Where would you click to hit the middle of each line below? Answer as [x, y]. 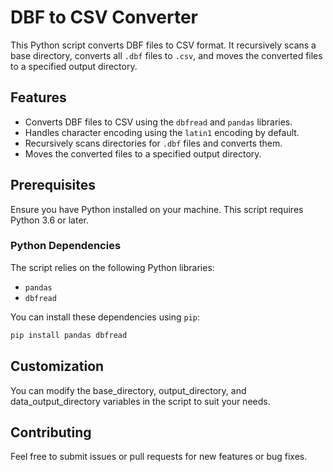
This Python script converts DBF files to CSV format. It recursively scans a [163, 45]
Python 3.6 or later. [49, 220]
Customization [57, 366]
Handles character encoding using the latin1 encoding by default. [162, 132]
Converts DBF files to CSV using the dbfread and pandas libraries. [158, 122]
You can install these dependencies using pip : [105, 317]
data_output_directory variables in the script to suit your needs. [140, 401]
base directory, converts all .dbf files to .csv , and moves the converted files [166, 55]
